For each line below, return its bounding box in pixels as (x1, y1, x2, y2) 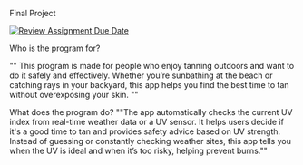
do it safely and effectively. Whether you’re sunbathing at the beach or (9, 70, 273, 81)
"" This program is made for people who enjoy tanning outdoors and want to (9, 61, 295, 71)
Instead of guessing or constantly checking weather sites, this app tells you (9, 136, 292, 146)
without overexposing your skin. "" (9, 90, 139, 100)
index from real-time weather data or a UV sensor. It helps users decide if (9, 117, 284, 127)
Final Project (9, 8, 56, 18)
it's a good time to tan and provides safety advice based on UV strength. (9, 126, 281, 137)
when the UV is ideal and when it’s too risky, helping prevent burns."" (9, 145, 268, 156)
